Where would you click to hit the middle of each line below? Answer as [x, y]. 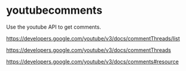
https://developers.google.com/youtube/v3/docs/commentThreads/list [93, 38]
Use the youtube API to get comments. [54, 27]
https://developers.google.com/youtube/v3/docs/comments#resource [92, 61]
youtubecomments [54, 10]
